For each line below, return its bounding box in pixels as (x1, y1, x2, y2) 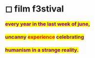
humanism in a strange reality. (5, 46, 79, 53)
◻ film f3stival (5, 3, 64, 14)
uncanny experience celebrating (5, 34, 84, 41)
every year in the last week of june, (5, 21, 91, 28)
